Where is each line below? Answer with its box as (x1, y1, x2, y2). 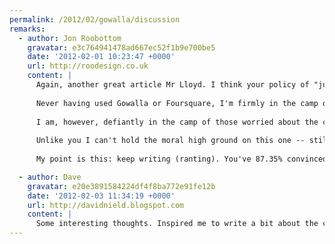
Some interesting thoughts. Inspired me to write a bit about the (35, 219, 319, 229)
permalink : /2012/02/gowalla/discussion (9, 14, 181, 25)
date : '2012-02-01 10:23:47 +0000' (27, 52, 176, 62)
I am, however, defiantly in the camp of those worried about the (35, 117, 319, 127)
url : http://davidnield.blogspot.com (27, 200, 185, 210)
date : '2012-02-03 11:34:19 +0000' (27, 191, 176, 201)
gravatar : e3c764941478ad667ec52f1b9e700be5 (27, 42, 216, 53)
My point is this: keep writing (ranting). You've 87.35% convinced (35, 154, 328, 164)
